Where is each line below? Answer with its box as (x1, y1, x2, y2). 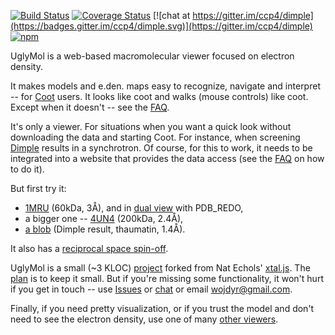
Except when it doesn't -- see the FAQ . (10, 101, 170, 113)
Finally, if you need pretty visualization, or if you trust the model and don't (10, 303, 315, 314)
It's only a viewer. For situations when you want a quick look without (10, 121, 292, 132)
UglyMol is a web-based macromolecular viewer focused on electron (10, 50, 295, 62)
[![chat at (153, 10, 191, 21)
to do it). (10, 163, 45, 175)
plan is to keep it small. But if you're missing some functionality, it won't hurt (10, 273, 324, 284)
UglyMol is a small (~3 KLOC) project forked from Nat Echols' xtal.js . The (10, 262, 311, 274)
